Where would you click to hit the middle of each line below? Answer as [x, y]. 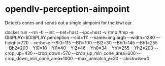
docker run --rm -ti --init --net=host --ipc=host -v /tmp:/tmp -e [69, 32]
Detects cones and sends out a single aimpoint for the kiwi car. [69, 23]
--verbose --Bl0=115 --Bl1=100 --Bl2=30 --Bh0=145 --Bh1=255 [94, 42]
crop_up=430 [19, 53]
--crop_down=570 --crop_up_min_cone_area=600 [85, 53]
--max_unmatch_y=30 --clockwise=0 [112, 58]
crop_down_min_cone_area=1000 [39, 58]
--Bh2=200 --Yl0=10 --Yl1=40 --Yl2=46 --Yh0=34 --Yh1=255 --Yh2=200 [79, 48]
